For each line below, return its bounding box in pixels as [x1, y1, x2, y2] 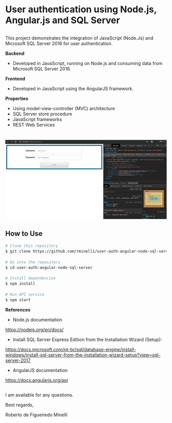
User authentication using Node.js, [5, 4, 157, 15]
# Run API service [5, 292, 45, 298]
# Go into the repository [5, 260, 60, 265]
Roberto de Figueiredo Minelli [5, 412, 68, 418]
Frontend [5, 75, 26, 81]
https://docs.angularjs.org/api [5, 377, 68, 383]
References [5, 306, 31, 313]
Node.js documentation [12, 316, 62, 323]
